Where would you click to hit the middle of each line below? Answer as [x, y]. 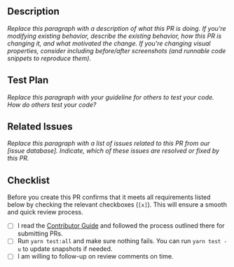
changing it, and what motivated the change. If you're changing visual [109, 43]
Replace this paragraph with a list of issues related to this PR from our [109, 144]
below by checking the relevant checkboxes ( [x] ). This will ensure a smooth [117, 205]
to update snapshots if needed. [67, 249]
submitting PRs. [40, 233]
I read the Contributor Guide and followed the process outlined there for [121, 226]
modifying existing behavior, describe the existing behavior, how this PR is [115, 36]
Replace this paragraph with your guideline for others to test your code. [111, 97]
